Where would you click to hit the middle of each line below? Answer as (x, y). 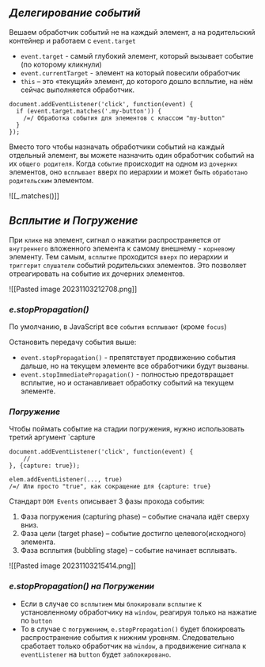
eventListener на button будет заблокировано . (96, 654)
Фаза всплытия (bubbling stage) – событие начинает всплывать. (129, 550)
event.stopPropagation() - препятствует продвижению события (128, 357)
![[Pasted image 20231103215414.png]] (73, 565)
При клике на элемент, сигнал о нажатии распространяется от (115, 240)
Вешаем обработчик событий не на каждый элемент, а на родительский (132, 32)
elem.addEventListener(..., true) (66, 480)
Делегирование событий (75, 13)
